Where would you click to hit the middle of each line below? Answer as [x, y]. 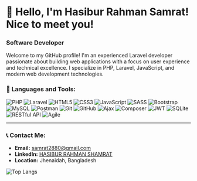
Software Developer [35, 43]
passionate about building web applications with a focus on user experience [98, 62]
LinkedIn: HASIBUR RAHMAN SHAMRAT [63, 154]
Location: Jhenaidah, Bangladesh [55, 160]
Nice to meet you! [50, 24]
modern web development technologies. [55, 74]
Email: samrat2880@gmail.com [53, 148]
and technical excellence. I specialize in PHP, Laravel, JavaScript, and [90, 68]
